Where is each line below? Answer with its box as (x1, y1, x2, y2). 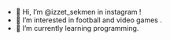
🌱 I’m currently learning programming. (15, 24, 139, 32)
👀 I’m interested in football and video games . (15, 15, 163, 25)
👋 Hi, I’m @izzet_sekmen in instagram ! (15, 8, 142, 16)
